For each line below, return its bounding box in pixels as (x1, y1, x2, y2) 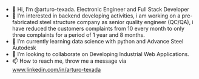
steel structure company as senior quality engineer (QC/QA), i (39, 19, 194, 25)
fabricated (12, 19, 38, 25)
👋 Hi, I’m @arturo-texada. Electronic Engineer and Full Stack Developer (12, 6, 189, 13)
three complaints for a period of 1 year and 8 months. (12, 31, 146, 39)
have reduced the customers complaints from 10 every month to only (12, 25, 185, 32)
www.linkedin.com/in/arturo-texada (12, 66, 101, 73)
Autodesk (12, 44, 36, 51)
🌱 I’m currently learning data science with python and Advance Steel (12, 38, 184, 45)
